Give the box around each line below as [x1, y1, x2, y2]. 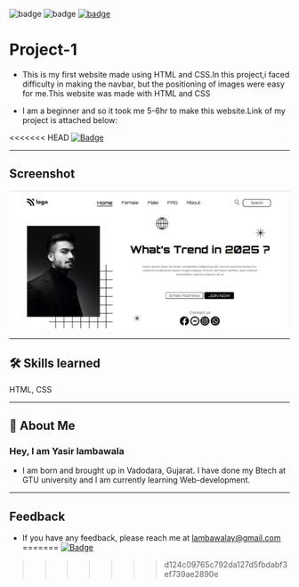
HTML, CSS [9, 384, 53, 394]
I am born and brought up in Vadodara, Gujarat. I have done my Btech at [21, 465, 287, 476]
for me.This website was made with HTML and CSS [21, 87, 211, 98]
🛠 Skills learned [9, 356, 101, 371]
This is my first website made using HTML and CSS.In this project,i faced [21, 69, 290, 79]
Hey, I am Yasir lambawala [9, 444, 125, 457]
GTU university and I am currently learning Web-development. [21, 475, 251, 485]
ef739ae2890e [164, 569, 219, 580]
